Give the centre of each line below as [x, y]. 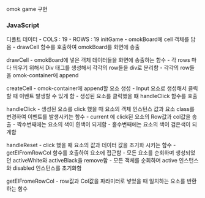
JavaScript [23, 25]
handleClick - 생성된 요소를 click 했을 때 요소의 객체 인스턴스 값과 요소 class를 [100, 109]
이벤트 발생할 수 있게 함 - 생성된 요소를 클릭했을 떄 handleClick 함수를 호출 [108, 96]
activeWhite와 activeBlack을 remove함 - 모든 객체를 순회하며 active [95, 161]
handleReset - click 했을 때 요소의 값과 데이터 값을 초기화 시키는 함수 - [91, 145]
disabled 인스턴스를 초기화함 [47, 168]
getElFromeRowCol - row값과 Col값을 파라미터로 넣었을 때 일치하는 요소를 [96, 181]
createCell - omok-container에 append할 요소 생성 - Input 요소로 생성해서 [97, 88]
